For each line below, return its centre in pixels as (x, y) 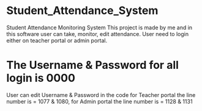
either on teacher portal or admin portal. (57, 40)
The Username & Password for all (93, 65)
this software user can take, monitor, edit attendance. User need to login (97, 34)
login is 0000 (41, 78)
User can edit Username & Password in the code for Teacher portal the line (101, 95)
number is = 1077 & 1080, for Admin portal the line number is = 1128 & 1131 (99, 101)
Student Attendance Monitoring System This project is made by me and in (99, 27)
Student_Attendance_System (82, 11)
